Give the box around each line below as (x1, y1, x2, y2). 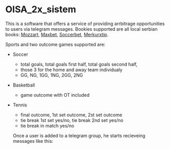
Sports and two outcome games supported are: (5, 41, 106, 47)
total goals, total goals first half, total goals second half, (20, 61, 138, 67)
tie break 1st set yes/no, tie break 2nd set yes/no (20, 117, 124, 123)
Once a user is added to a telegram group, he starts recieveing (12, 132, 145, 139)
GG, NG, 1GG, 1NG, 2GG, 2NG (20, 72, 83, 78)
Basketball (12, 82, 35, 88)
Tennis (12, 101, 27, 108)
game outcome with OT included (20, 92, 90, 98)
